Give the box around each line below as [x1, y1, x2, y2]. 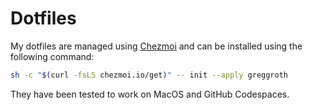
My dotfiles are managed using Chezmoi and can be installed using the [10, 40, 303, 52]
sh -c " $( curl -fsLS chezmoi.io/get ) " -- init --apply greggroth [10, 70, 289, 80]
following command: [10, 50, 95, 62]
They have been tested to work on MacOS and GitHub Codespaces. [10, 88, 290, 100]
